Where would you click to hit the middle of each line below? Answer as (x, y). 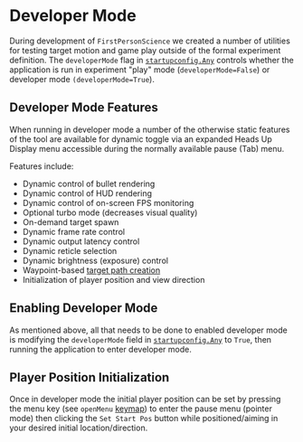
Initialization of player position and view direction (114, 279)
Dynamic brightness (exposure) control (95, 260)
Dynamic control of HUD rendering (87, 193)
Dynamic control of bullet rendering (89, 183)
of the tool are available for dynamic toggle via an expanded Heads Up (141, 139)
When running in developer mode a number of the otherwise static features (150, 129)
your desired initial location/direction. (79, 428)
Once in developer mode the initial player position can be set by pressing (145, 400)
